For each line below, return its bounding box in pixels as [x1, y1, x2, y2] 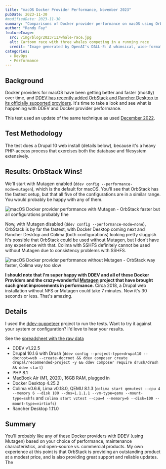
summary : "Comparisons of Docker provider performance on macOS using [5, 21, 154, 26]
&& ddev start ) [12, 364, 43, 370]
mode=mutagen [5, 187, 32, 192]
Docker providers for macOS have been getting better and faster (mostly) [5, 90, 155, 96]
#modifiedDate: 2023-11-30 [5, 16, 61, 21]
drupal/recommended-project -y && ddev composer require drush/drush [12, 360, 159, 365]
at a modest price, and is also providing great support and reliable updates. [5, 454, 158, 460]
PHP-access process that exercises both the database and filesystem [5, 147, 147, 154]
